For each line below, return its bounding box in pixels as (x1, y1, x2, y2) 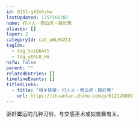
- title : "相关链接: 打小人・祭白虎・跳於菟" (11, 87, 114, 93)
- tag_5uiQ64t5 (11, 48, 50, 54)
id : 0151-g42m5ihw (6, 8, 52, 15)
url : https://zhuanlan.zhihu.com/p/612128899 (17, 93, 134, 99)
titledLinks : (6, 82, 39, 88)
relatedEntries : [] (6, 71, 55, 77)
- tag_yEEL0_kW (11, 54, 50, 60)
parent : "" (6, 65, 34, 71)
